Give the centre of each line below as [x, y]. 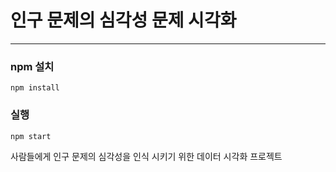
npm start [31, 136]
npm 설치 [32, 66]
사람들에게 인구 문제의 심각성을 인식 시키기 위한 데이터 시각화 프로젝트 [146, 156]
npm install [35, 88]
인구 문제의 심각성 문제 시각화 [123, 20]
